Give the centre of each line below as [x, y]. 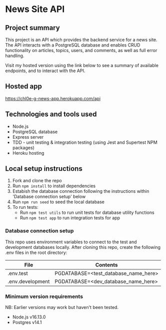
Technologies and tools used [51, 114]
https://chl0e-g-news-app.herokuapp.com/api [53, 98]
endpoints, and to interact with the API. [45, 71]
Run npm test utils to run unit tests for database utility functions [87, 213]
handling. [15, 56]
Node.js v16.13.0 [29, 317]
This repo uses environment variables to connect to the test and [71, 242]
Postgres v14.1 [27, 322]
